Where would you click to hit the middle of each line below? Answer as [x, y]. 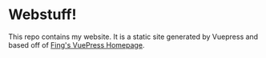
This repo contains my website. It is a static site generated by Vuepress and [133, 37]
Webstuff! [42, 15]
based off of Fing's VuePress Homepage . [77, 44]
